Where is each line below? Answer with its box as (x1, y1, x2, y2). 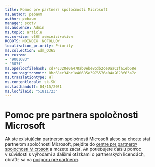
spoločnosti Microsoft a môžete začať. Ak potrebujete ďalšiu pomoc (5, 147, 141, 152)
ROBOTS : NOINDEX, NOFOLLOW (5, 39, 60, 44)
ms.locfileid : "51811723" (5, 89, 58, 93)
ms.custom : (5, 52, 27, 57)
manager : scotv (5, 20, 36, 26)
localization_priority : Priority (5, 43, 73, 48)
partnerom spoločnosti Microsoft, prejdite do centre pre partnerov (5, 141, 137, 147)
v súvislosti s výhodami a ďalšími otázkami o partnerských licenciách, (5, 151, 145, 157)
